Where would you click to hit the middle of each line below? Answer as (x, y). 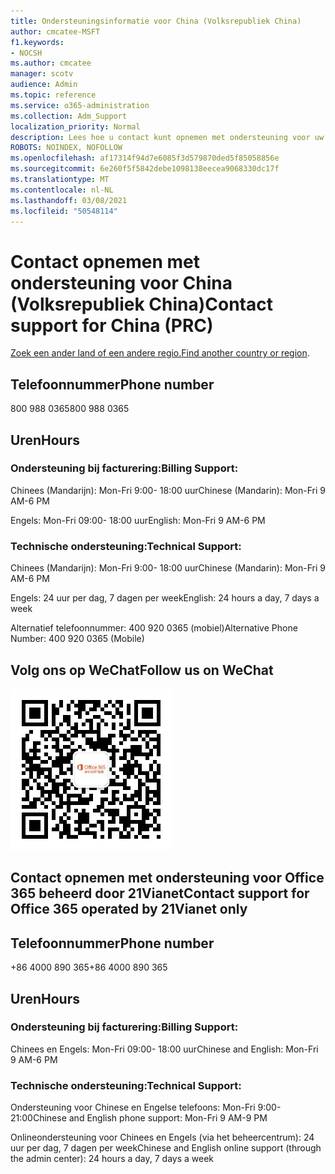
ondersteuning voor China (121, 282)
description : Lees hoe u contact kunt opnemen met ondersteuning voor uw (167, 137)
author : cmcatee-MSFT (55, 31)
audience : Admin (44, 85)
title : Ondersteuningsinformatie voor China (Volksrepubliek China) (156, 21)
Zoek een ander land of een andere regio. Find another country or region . (160, 353)
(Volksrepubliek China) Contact (141, 304)
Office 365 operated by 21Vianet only (129, 909)
